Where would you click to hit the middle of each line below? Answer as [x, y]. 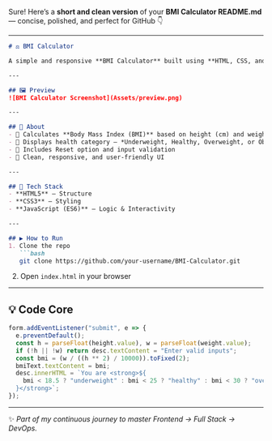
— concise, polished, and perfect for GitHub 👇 [86, 21]
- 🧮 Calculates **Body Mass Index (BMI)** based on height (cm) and [126, 135]
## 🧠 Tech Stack [36, 186]
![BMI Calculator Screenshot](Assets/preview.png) [96, 98]
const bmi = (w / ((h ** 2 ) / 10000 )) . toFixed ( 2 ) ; [103, 358]
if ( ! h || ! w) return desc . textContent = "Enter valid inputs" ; [126, 351]
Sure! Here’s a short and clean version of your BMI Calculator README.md [135, 12]
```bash [32, 253]
